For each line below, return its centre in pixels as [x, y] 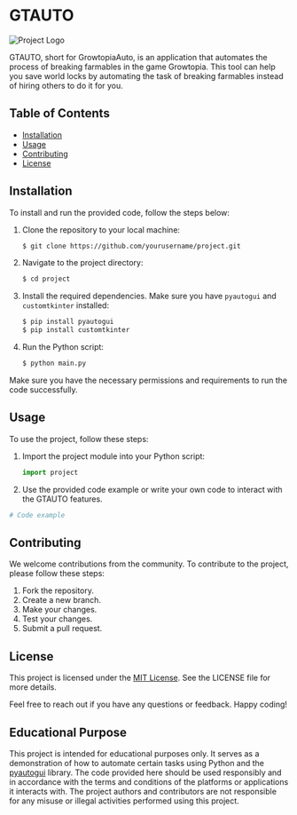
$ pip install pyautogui [68, 322]
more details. [33, 687]
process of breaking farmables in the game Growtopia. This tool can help [143, 67]
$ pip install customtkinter [76, 330]
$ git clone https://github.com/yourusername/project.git [131, 246]
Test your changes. [57, 619]
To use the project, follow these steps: [79, 439]
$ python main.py [54, 364]
